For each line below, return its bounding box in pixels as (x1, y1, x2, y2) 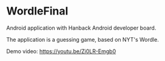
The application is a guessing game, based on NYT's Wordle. (6, 36, 159, 43)
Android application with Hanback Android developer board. (6, 24, 157, 31)
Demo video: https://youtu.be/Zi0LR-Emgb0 (6, 47, 116, 55)
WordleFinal (6, 4, 69, 18)
